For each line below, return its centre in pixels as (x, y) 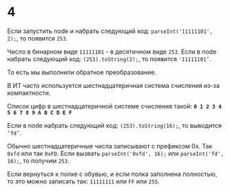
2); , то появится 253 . (38, 38)
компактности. (29, 93)
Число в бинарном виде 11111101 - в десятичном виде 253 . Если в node (112, 52)
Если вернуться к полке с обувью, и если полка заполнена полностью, (112, 174)
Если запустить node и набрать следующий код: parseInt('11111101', (110, 31)
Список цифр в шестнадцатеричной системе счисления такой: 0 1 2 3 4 (114, 106)
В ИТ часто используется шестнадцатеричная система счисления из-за (114, 85)
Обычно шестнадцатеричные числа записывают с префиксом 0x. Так (110, 146)
